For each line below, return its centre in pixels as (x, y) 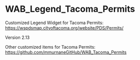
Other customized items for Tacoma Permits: (50, 47)
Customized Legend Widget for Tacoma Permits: (54, 23)
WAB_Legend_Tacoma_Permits (70, 9)
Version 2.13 (17, 37)
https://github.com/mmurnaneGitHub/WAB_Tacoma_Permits (66, 52)
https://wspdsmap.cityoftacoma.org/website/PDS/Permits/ (64, 28)
